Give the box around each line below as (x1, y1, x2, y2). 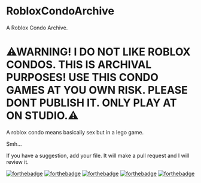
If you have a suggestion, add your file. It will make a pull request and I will (6, 152, 190, 159)
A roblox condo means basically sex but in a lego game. (6, 128, 144, 136)
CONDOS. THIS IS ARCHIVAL (6, 58, 152, 71)
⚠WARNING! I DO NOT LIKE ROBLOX (6, 45, 191, 59)
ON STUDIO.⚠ (6, 109, 79, 122)
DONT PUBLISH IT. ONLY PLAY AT (6, 96, 178, 110)
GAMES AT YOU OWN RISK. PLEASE (6, 83, 188, 97)
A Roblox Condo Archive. (6, 24, 68, 31)
